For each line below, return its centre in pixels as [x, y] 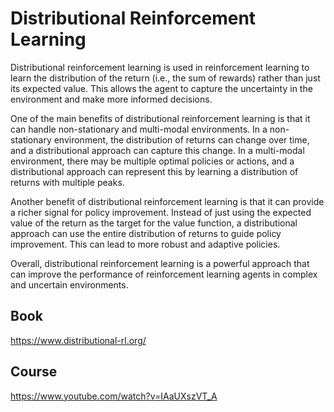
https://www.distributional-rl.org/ [78, 340]
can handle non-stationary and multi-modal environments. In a [139, 129]
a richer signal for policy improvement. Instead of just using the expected [161, 212]
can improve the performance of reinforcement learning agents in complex [164, 274]
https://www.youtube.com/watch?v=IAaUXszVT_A [114, 396]
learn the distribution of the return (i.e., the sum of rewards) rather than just [165, 78]
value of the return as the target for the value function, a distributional [154, 223]
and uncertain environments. [69, 284]
